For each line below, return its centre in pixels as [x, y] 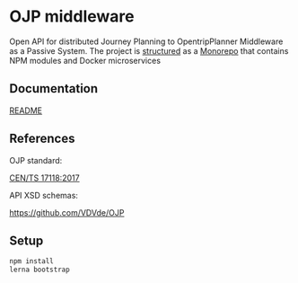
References [42, 139]
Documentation [54, 88]
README [26, 111]
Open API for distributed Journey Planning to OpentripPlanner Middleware [146, 41]
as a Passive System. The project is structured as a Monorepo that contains [149, 50]
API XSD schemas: [44, 195]
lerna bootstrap [39, 270]
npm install [31, 261]
